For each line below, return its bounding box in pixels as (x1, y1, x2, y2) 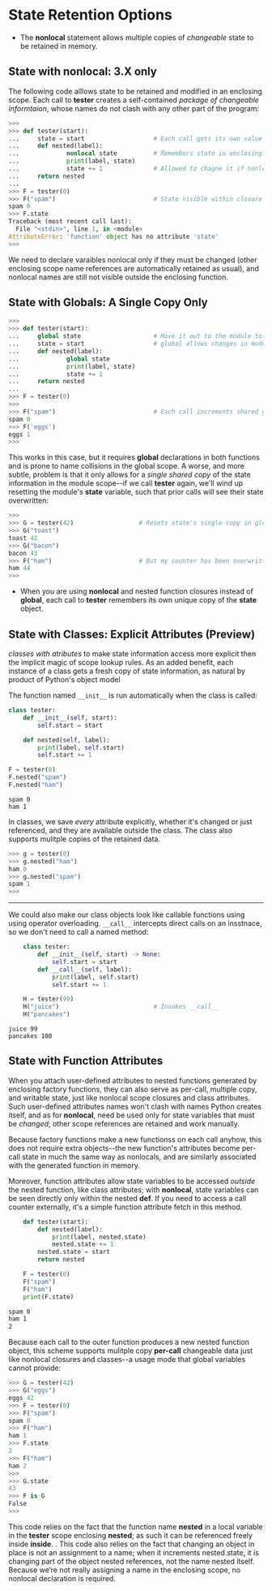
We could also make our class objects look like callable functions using (8, 910, 245, 919)
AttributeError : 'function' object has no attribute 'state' (8, 232, 219, 240)
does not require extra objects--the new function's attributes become (8, 1143, 240, 1152)
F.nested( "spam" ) (8, 773, 67, 781)
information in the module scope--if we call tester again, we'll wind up (8, 478, 244, 488)
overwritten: (8, 495, 49, 505)
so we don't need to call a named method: (8, 927, 149, 937)
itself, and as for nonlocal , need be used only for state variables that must (8, 1110, 255, 1120)
